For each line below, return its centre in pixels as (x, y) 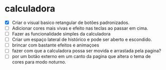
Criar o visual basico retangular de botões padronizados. (71, 22)
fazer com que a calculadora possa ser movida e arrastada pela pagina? (87, 51)
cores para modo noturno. (39, 62)
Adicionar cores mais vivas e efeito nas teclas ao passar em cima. (80, 28)
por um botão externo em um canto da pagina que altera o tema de (81, 56)
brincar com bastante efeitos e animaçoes (55, 45)
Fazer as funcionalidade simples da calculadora (61, 34)
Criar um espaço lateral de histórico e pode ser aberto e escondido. (82, 39)
